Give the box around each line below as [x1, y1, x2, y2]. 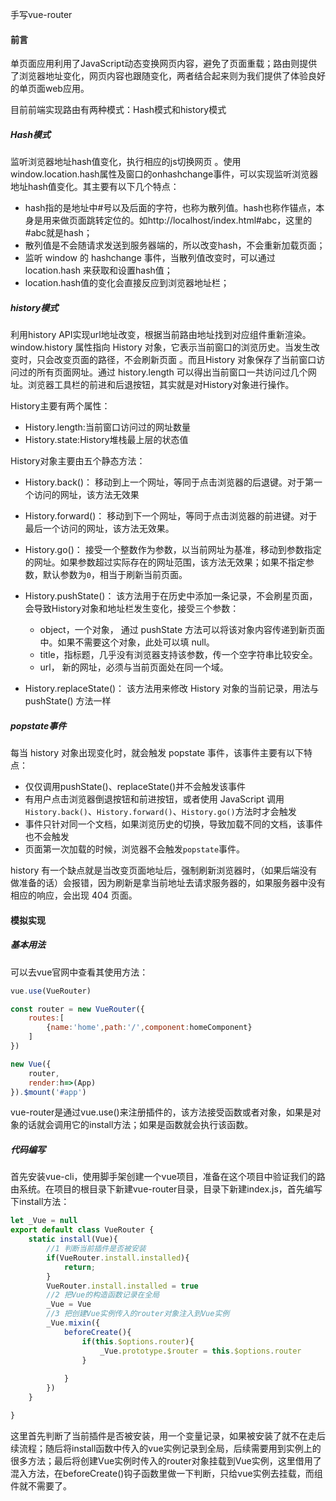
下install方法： [10, 1196, 70, 1208]
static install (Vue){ [28, 1234, 118, 1245]
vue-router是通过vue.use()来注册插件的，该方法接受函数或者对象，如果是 [10, 1106, 313, 1118]
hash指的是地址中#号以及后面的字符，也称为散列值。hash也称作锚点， [24, 202, 317, 214]
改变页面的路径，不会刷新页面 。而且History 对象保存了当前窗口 [53, 354, 317, 366]
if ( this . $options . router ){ [81, 1336, 195, 1347]
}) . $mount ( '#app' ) [10, 1087, 87, 1097]
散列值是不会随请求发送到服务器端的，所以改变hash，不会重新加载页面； [24, 239, 326, 252]
